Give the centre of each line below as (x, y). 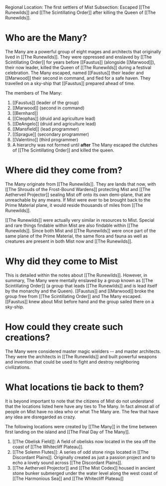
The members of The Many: (34, 93)
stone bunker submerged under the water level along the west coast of (85, 473)
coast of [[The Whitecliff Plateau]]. (48, 447)
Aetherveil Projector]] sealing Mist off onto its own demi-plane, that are (78, 194)
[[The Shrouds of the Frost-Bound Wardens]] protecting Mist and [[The (78, 189)
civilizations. (18, 367)
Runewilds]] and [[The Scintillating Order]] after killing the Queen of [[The (81, 12)
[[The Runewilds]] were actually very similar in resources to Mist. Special (80, 220)
